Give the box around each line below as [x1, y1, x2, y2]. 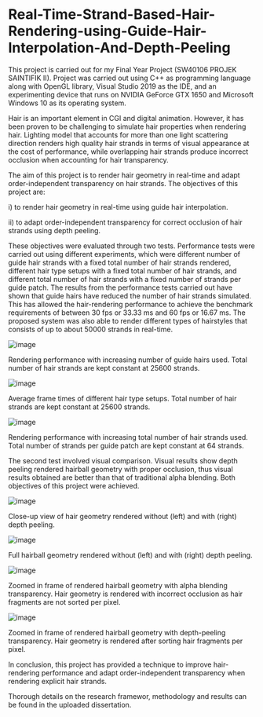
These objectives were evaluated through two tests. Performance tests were [8, 241, 255, 251]
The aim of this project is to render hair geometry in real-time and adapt [8, 170, 241, 180]
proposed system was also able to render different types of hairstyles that [8, 316, 248, 325]
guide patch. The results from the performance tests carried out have [8, 283, 233, 292]
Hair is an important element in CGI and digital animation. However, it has [8, 113, 244, 123]
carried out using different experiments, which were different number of [8, 249, 241, 258]
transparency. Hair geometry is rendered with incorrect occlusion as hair [8, 589, 243, 598]
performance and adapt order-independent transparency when [41, 668, 246, 677]
